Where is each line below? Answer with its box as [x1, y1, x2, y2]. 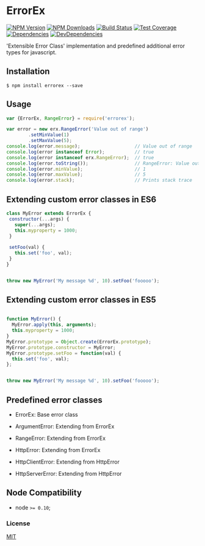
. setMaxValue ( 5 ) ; [28, 138, 72, 144]
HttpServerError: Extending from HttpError [15, 470, 122, 477]
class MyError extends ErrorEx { [6, 210, 92, 217]
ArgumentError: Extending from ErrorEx [15, 423, 115, 430]
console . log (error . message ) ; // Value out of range [6, 143, 192, 149]
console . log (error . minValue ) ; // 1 [6, 166, 146, 172]
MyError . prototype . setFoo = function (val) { [6, 350, 121, 356]
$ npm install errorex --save [6, 82, 84, 88]
